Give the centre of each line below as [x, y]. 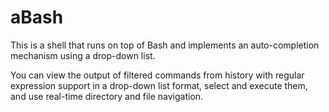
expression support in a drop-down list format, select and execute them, [159, 85]
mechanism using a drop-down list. [83, 55]
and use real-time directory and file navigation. [107, 96]
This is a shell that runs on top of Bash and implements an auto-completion [165, 45]
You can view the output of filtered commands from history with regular [157, 75]
